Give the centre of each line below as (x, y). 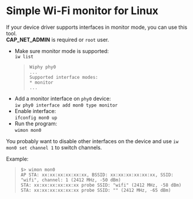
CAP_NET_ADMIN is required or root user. (58, 39)
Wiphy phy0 (43, 67)
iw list (24, 57)
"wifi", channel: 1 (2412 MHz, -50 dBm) (71, 180)
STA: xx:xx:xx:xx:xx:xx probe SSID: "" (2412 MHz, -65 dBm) (96, 190)
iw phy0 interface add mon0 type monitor (66, 105)
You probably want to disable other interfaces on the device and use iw (92, 141)
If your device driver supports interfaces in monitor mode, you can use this (97, 27)
